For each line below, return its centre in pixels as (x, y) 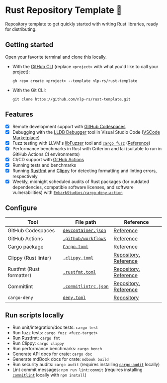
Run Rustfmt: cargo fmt (36, 338)
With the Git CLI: (29, 90)
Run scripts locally (35, 315)
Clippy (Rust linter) (29, 258)
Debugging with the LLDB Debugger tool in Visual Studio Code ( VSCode (86, 132)
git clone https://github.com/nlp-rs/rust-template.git (71, 99)
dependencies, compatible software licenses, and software (73, 187)
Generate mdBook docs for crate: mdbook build (61, 359)
